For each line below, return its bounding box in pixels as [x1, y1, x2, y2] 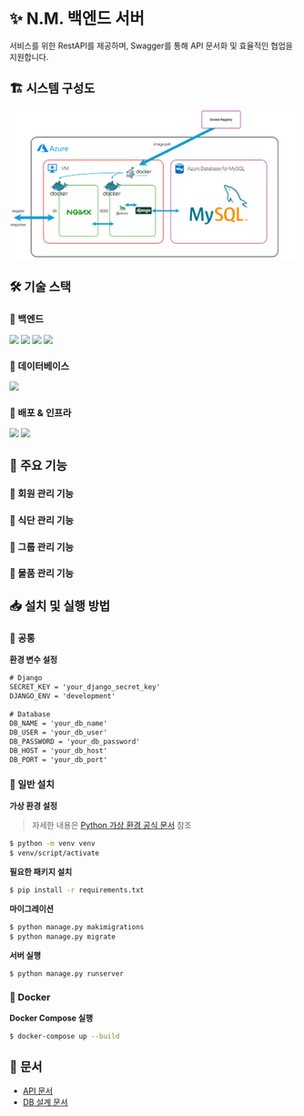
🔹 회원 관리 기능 [9, 487, 75, 500]
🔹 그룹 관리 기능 [9, 541, 75, 553]
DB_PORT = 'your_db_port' [9, 756, 107, 765]
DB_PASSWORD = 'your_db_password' [9, 737, 141, 746]
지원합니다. [9, 51, 49, 62]
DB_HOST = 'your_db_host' [9, 746, 107, 756]
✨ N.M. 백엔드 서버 [9, 8, 146, 29]
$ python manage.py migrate [9, 932, 117, 941]
